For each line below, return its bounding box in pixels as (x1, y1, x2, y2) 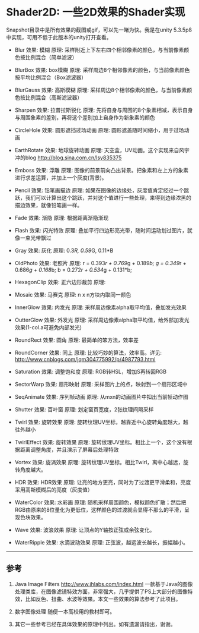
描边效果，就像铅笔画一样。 (14, 201, 83, 209)
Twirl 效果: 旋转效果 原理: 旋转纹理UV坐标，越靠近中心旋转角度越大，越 (14, 418, 188, 426)
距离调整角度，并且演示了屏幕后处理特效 (20, 446, 119, 453)
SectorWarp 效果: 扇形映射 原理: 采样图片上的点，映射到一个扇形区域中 (14, 380, 188, 388)
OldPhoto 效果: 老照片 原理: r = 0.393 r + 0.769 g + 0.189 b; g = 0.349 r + (14, 259, 187, 266)
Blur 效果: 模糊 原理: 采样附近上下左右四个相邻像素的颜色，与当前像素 (14, 46, 184, 53)
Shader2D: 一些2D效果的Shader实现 (6, 5, 185, 19)
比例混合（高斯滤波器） (25, 93, 83, 101)
